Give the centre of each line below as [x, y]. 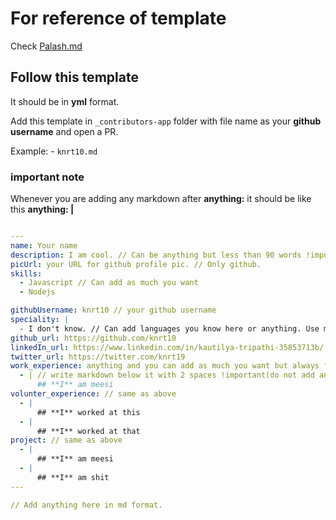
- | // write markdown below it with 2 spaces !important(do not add [167, 375]
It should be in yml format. [65, 101]
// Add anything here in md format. [86, 505]
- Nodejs [37, 292]
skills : [26, 273]
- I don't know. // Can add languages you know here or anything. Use [169, 328]
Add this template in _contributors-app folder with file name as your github [166, 121]
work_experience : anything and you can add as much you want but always [165, 366]
